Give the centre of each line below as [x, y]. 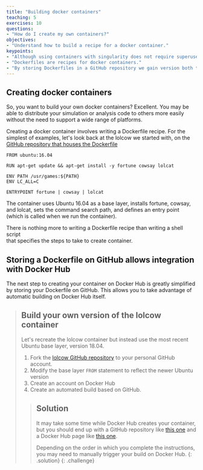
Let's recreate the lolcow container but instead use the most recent [105, 339]
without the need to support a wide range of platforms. [75, 120]
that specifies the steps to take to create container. [69, 241]
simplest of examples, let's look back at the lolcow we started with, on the [98, 138]
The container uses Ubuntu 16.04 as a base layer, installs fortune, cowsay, [99, 203]
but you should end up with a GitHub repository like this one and [116, 430]
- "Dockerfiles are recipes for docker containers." [74, 62]
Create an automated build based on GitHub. [85, 389]
